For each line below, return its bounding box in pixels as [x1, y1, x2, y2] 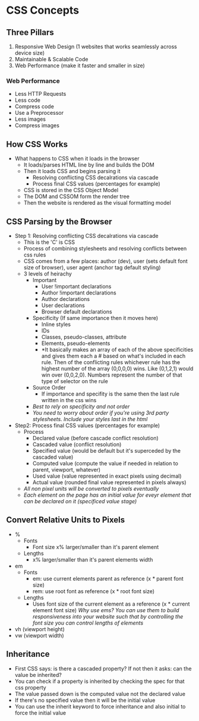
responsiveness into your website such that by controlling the [32, 613, 184, 620]
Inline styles [41, 321, 71, 328]
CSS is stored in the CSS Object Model [23, 187, 119, 194]
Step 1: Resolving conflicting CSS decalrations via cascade [14, 232, 159, 239]
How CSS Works [6, 139, 68, 149]
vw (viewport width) [14, 632, 64, 639]
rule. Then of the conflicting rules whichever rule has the [41, 358, 181, 366]
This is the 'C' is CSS [23, 239, 75, 246]
